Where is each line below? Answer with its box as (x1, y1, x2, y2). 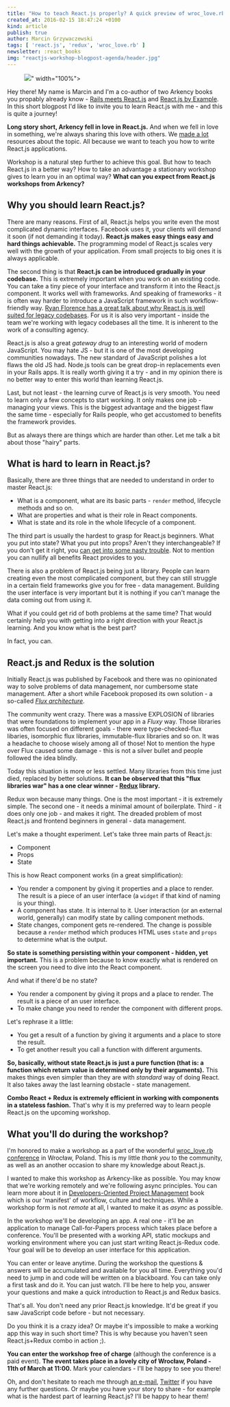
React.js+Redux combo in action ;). (7, 1336, 106, 1345)
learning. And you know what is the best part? (7, 624, 137, 632)
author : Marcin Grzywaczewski (7, 36, 94, 42)
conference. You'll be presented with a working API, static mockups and (7, 1231, 211, 1239)
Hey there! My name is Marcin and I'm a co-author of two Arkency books (7, 87, 213, 96)
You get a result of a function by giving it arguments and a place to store (16, 1031, 221, 1039)
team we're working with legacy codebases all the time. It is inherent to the (7, 318, 219, 326)
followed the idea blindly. (7, 754, 77, 762)
